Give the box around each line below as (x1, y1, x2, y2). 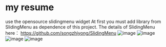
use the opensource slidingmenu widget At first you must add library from (5, 18, 161, 25)
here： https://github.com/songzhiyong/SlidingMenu (5, 30, 117, 36)
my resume (5, 2, 54, 13)
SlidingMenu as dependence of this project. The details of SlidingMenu (5, 24, 155, 30)
